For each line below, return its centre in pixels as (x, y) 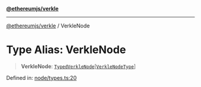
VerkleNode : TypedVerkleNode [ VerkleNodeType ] (78, 66)
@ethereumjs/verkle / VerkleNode (48, 26)
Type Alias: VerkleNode (66, 50)
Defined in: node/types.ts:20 (41, 77)
